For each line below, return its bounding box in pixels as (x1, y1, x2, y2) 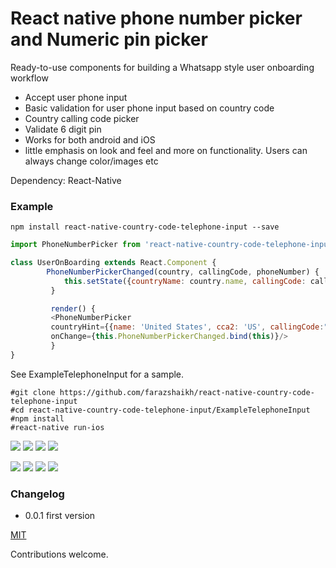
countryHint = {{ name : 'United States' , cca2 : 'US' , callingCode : (50, 322, 325, 332)
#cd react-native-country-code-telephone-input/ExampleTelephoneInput (10, 405, 311, 415)
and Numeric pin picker (10, 28, 208, 51)
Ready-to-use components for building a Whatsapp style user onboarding (10, 61, 315, 73)
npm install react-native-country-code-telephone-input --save (10, 222, 280, 232)
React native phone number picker (10, 7, 303, 30)
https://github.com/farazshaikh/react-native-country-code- (59, 387, 315, 397)
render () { (50, 303, 97, 314)
